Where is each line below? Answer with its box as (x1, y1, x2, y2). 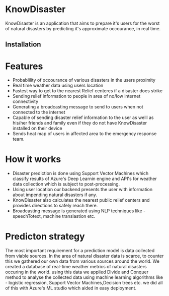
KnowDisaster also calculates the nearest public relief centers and (12, 197, 150, 203)
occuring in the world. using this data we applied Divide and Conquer (5, 269, 149, 275)
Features (5, 61, 43, 72)
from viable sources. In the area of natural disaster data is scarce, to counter (5, 253, 164, 259)
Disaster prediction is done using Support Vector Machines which (12, 170, 149, 176)
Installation (5, 40, 41, 49)
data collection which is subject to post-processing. (12, 181, 120, 187)
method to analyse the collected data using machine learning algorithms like (5, 274, 163, 280)
